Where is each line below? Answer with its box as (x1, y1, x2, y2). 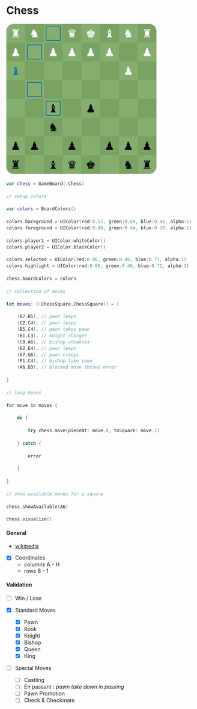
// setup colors (6, 193, 47, 199)
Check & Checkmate (23, 697, 75, 704)
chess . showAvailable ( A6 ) (6, 504, 68, 510)
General (6, 529, 27, 536)
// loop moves (6, 390, 42, 396)
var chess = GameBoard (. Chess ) (6, 181, 85, 187)
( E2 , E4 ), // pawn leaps (17, 345, 77, 351)
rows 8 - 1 (23, 567, 49, 575)
